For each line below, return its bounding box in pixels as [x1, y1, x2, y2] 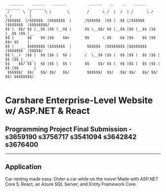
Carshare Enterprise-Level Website [5, 95, 153, 106]
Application [5, 163, 42, 171]
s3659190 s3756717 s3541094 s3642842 [5, 132, 137, 141]
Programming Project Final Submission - [5, 125, 132, 133]
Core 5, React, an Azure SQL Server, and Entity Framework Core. [5, 181, 137, 187]
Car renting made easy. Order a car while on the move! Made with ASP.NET [5, 176, 159, 182]
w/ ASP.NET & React [5, 105, 90, 116]
